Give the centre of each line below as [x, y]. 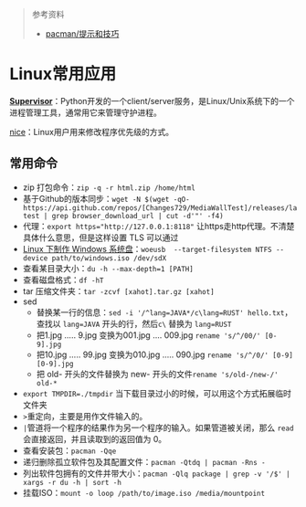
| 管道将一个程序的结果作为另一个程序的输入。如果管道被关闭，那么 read [158, 428]
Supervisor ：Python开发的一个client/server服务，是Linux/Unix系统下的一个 [152, 100]
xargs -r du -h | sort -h [72, 482]
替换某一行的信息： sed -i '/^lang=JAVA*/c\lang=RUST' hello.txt [160, 312]
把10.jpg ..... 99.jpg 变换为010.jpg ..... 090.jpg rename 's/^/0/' [153, 354]
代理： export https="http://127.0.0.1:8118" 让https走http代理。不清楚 [158, 226]
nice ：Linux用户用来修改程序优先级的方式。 [92, 132]
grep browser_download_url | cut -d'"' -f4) [137, 216]
